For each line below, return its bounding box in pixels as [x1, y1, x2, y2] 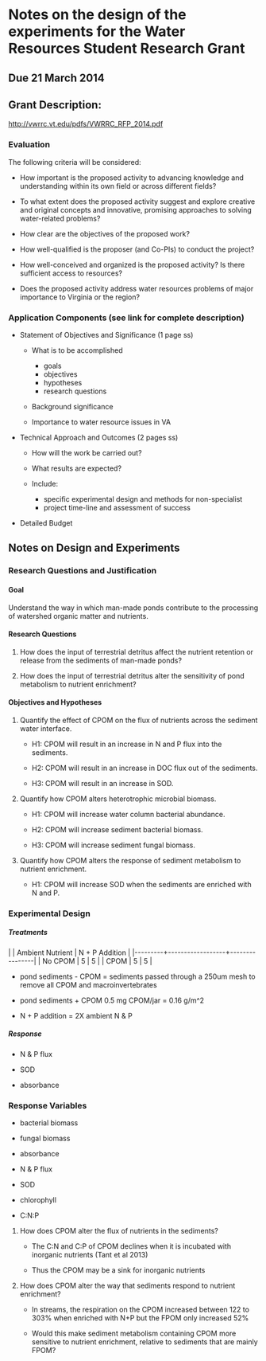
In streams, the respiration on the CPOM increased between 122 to [31, 1304, 250, 1315]
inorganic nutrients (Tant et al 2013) [31, 1250, 148, 1260]
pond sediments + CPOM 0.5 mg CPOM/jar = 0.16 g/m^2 [19, 995, 205, 1005]
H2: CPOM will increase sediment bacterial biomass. [31, 824, 204, 834]
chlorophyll [19, 1195, 57, 1205]
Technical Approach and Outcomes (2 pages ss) [19, 432, 179, 442]
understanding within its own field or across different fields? [19, 181, 217, 190]
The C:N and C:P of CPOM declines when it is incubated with [31, 1242, 232, 1251]
